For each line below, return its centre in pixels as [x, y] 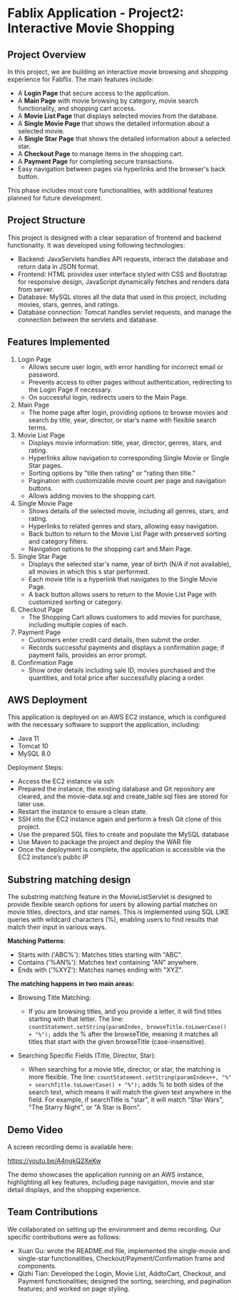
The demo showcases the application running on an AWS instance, [106, 1174]
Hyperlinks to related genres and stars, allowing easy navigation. [123, 526]
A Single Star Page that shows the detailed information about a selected [124, 138]
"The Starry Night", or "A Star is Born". [85, 1107]
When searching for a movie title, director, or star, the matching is [124, 1070]
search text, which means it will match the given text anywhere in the [130, 1092]
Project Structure [46, 220]
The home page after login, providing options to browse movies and [128, 412]
